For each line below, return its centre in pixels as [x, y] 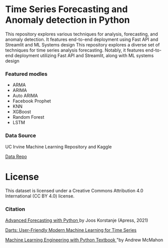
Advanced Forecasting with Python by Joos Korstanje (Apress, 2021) [77, 220]
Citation [15, 209]
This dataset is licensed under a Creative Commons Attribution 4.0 [74, 191]
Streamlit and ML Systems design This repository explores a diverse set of [82, 44]
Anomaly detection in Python [68, 20]
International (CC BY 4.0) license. [40, 196]
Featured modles [26, 74]
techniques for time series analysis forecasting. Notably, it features [75, 50]
